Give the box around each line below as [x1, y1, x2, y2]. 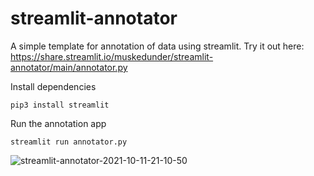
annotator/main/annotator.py [10, 61, 128, 73]
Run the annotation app [10, 117, 107, 129]
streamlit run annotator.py [10, 137, 128, 147]
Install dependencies [10, 80, 97, 92]
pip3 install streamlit [10, 100, 110, 110]
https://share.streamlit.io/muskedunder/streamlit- [10, 50, 214, 62]
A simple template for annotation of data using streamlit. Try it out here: [10, 40, 305, 52]
